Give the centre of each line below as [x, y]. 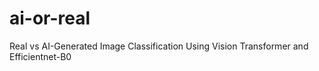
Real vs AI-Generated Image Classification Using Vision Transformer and [159, 46]
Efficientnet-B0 [40, 56]
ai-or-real [50, 18]
